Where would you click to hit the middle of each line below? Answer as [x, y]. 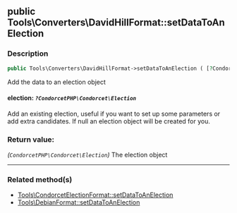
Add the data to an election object [56, 82]
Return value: [31, 139]
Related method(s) [40, 179]
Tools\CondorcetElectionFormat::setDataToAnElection [95, 195]
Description [28, 54]
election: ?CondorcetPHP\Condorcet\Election [72, 98]
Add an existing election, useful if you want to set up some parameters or [114, 114]
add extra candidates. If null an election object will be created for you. [109, 121]
